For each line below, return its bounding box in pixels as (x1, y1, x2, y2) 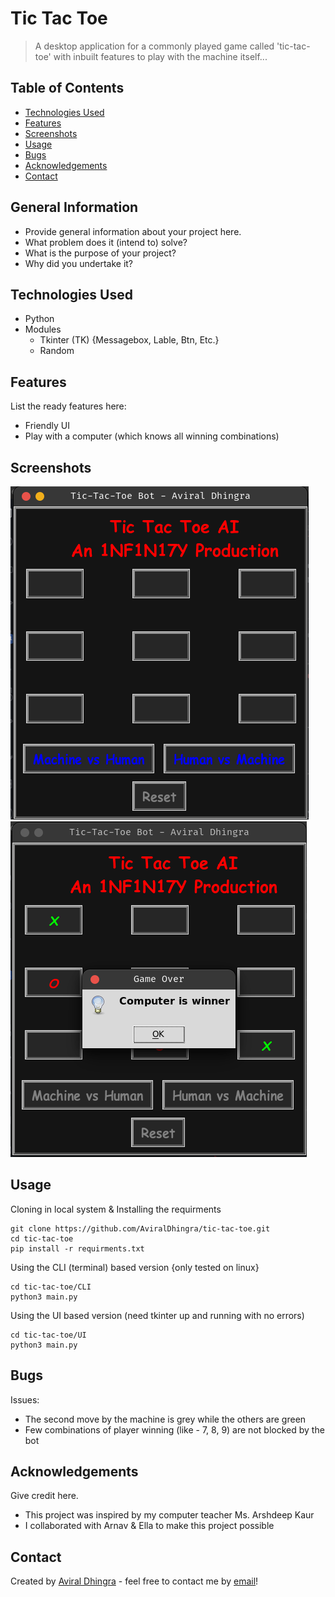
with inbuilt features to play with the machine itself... (53, 50, 268, 62)
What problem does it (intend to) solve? (24, 236, 188, 248)
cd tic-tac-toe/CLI (10, 1282, 92, 1292)
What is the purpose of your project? (24, 247, 177, 259)
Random (39, 345, 75, 357)
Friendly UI (24, 420, 70, 432)
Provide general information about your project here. (24, 225, 242, 237)
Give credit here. (10, 1490, 79, 1502)
